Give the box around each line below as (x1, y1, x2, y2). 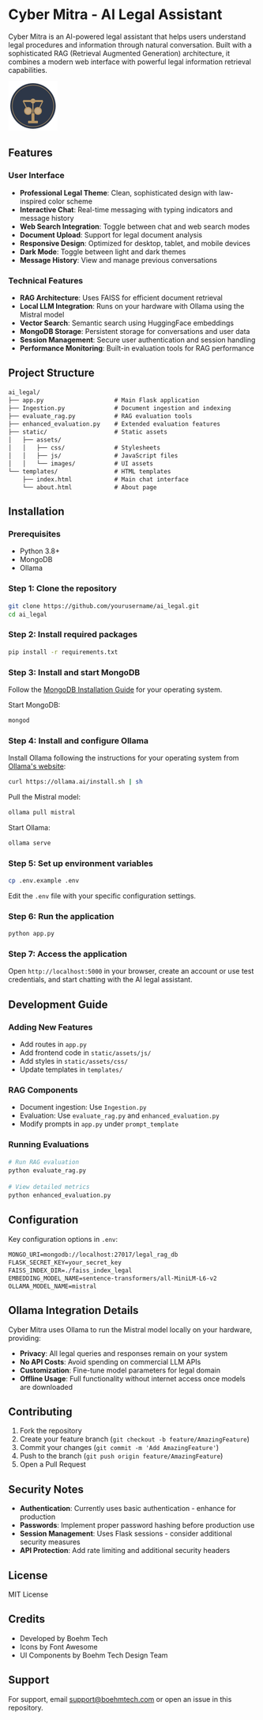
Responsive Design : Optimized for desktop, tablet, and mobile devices (19, 238, 251, 248)
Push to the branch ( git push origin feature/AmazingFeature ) (19, 1451, 224, 1461)
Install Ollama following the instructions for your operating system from (8, 754, 239, 763)
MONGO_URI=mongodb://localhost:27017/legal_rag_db (8, 1251, 178, 1259)
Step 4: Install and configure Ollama (8, 735, 148, 746)
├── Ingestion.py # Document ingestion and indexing (8, 404, 231, 412)
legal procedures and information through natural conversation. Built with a (8, 40, 253, 49)
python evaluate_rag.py (8, 1166, 87, 1175)
